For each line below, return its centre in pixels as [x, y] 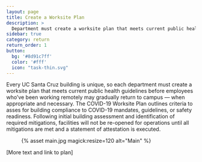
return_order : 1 [26, 46]
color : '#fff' [29, 62]
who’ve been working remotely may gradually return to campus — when [96, 97]
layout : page [23, 12]
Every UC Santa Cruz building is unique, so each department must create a [99, 85]
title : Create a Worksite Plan [45, 17]
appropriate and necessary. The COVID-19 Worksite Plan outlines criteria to [99, 104]
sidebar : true [24, 34]
